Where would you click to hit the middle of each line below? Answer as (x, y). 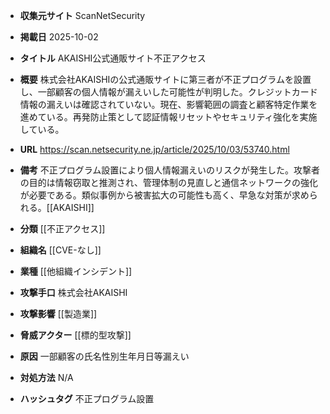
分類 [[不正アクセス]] (62, 228)
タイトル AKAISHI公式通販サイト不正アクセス (113, 58)
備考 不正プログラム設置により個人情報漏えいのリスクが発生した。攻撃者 (170, 170)
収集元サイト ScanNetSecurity (82, 15)
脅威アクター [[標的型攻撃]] (75, 335)
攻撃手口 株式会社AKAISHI (73, 292)
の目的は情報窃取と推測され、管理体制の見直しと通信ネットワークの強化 (168, 182)
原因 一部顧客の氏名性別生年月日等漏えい (104, 356)
